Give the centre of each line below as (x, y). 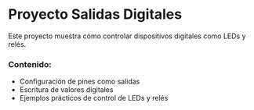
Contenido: (30, 64)
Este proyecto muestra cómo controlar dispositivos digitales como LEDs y (127, 36)
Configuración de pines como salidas (80, 82)
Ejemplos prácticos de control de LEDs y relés (94, 98)
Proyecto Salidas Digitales (95, 14)
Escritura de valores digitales (66, 90)
